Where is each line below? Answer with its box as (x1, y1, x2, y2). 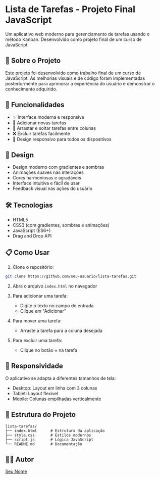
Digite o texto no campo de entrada (20, 302, 94, 309)
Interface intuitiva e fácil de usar (12, 180, 80, 186)
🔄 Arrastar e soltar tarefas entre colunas (12, 125, 96, 131)
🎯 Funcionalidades (5, 101, 65, 109)
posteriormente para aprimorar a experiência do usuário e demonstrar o (5, 80, 155, 86)
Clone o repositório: (12, 264, 54, 270)
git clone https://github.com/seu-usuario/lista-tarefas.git (5, 274, 137, 279)
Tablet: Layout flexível (12, 390, 59, 396)
